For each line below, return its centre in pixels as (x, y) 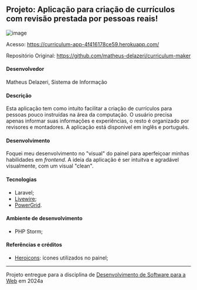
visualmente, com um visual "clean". (50, 166)
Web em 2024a (25, 281)
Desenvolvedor (25, 69)
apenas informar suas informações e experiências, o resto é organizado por (98, 121)
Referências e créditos (34, 245)
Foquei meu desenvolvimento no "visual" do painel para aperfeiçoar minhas (98, 153)
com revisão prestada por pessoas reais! (82, 19)
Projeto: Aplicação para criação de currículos (91, 10)
